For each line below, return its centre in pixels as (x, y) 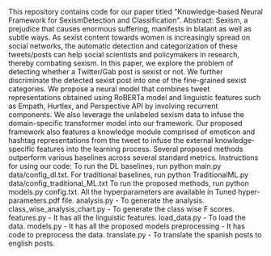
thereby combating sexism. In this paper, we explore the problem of (121, 63)
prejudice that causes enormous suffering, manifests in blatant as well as (130, 29)
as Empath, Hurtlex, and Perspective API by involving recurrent (113, 106)
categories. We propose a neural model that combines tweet (109, 89)
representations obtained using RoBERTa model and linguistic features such (135, 97)
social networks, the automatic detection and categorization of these (123, 46)
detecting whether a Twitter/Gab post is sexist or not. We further (116, 71)
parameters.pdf (34, 200)
